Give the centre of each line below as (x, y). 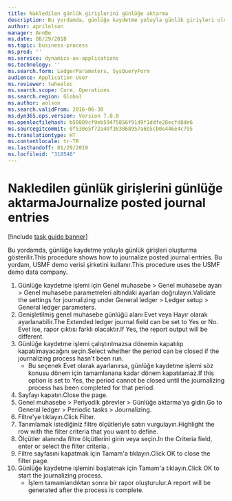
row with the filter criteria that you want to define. (88, 431)
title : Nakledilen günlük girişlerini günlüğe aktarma (88, 13)
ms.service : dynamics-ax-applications (63, 58)
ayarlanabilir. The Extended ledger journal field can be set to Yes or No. (118, 321)
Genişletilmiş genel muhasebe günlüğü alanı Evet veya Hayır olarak (113, 315)
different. (31, 336)
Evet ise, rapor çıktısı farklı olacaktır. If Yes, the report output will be (113, 329)
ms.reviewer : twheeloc (40, 84)
